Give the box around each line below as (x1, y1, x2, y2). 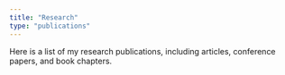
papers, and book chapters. (9, 55, 113, 66)
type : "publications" (9, 21, 91, 30)
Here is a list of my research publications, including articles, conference (9, 46, 277, 56)
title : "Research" (9, 12, 78, 22)
